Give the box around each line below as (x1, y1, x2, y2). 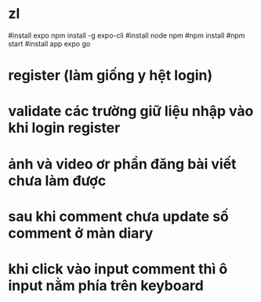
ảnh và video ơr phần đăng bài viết (8, 155, 237, 173)
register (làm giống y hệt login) (8, 67, 213, 85)
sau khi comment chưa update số (8, 207, 230, 225)
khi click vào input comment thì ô (8, 260, 228, 278)
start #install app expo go (8, 38, 91, 48)
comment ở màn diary (8, 224, 154, 242)
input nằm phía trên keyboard (8, 276, 204, 294)
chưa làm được (8, 172, 107, 189)
